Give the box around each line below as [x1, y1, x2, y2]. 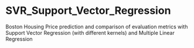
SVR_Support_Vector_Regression [5, 4, 171, 17]
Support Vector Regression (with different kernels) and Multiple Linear [5, 29, 175, 36]
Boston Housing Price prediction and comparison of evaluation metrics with [5, 23, 188, 30]
